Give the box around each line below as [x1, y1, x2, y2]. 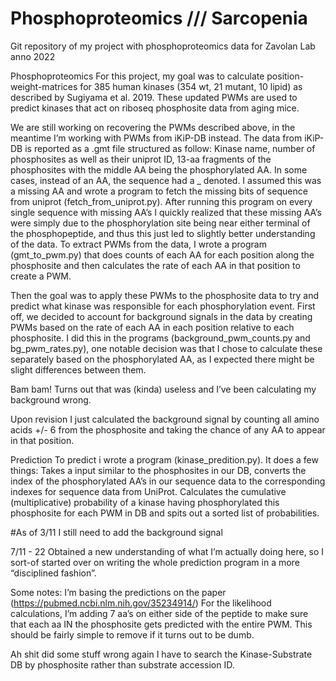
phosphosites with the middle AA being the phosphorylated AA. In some [10, 163, 308, 176]
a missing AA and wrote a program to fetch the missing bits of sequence [10, 185, 308, 197]
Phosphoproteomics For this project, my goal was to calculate [10, 70, 265, 82]
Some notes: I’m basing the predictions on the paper [10, 586, 227, 598]
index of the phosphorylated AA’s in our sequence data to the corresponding [10, 475, 326, 487]
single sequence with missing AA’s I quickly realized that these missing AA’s [10, 206, 322, 218]
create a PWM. [10, 270, 72, 282]
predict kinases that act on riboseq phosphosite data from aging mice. [10, 102, 300, 114]
